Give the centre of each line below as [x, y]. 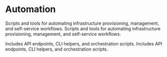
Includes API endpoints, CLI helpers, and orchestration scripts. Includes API [84, 43]
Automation [31, 9]
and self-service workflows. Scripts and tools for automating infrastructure [83, 28]
